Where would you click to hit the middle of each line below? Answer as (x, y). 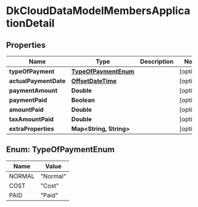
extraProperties (32, 129)
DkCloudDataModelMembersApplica (98, 11)
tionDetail (30, 23)
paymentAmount (33, 91)
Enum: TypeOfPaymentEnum (60, 150)
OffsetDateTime (94, 81)
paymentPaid (28, 100)
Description (157, 61)
